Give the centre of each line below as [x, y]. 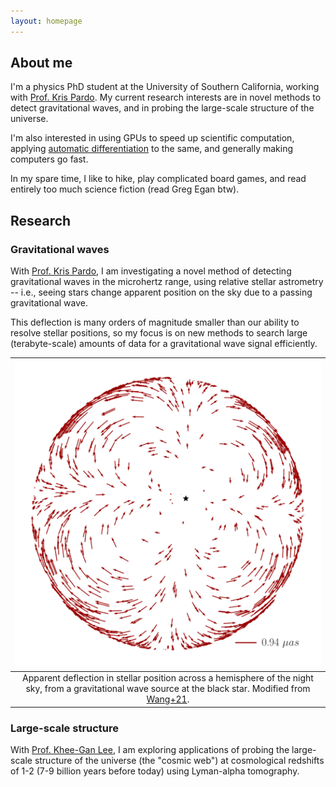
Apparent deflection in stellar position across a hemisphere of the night [168, 678]
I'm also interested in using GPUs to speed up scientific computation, [152, 138]
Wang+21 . [168, 699]
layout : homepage [46, 21]
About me [41, 63]
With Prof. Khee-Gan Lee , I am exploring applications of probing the [150, 750]
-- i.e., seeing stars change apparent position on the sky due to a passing [161, 292]
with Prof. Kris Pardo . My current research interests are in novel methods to [166, 97]
